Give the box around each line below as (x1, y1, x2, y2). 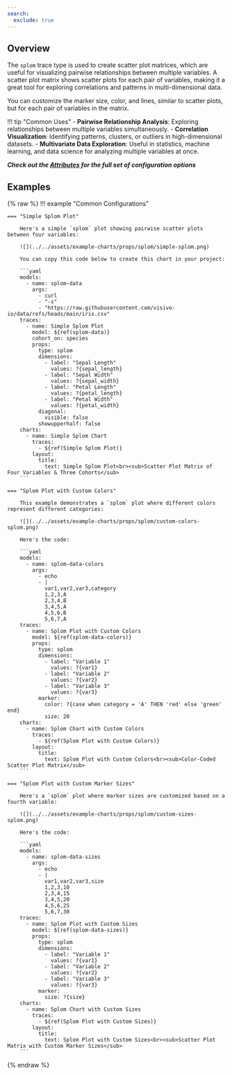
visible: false (44, 414, 89, 422)
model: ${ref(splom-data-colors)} (32, 634, 132, 641)
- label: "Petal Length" (44, 384, 117, 391)
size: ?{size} (44, 994, 85, 1001)
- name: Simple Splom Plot (25, 323, 104, 330)
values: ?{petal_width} (51, 402, 119, 409)
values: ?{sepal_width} (51, 378, 119, 385)
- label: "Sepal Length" (44, 360, 117, 367)
